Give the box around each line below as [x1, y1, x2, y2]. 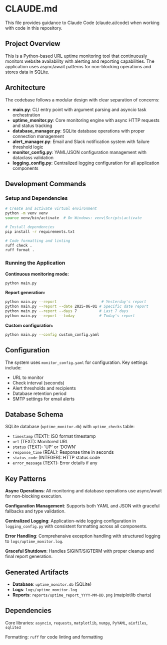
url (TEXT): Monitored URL [12, 439, 68, 445]
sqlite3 [5, 625, 21, 630]
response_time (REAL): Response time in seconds [12, 449, 114, 455]
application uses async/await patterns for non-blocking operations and [5, 63, 151, 69]
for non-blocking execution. [5, 493, 62, 499]
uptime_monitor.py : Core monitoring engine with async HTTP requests [12, 117, 160, 123]
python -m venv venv [5, 211, 48, 216]
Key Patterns [5, 474, 46, 483]
